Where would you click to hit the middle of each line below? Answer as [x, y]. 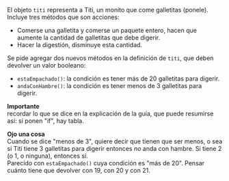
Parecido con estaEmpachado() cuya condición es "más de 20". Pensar [106, 163]
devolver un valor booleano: [46, 65]
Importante [23, 106]
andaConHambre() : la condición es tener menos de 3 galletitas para [109, 86]
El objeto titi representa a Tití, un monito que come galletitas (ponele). [108, 10]
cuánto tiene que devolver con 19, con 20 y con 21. [79, 170]
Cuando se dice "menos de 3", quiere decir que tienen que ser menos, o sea [115, 141]
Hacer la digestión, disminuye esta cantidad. [79, 45]
